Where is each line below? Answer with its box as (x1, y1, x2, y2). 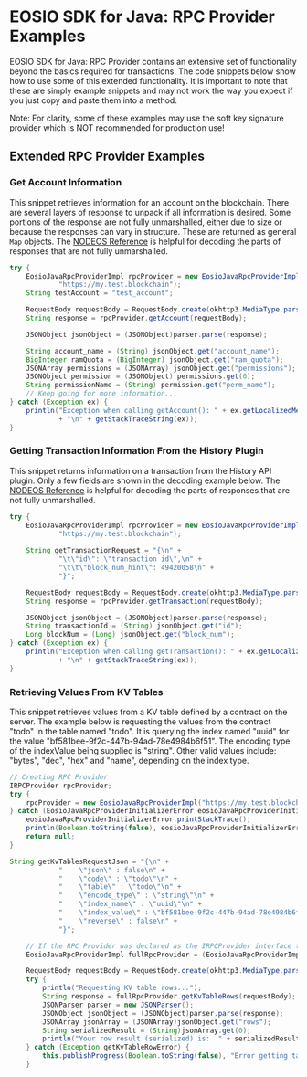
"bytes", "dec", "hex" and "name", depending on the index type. (9, 755, 249, 766)
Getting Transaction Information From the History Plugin (9, 445, 264, 458)
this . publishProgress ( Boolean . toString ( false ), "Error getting (42, 1051, 288, 1061)
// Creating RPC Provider (9, 772, 108, 782)
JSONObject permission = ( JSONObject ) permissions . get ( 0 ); (26, 372, 256, 381)
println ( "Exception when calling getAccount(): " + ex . (26, 406, 244, 415)
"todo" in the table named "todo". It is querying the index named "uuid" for (9, 725, 290, 736)
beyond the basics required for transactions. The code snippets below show (9, 66, 297, 77)
